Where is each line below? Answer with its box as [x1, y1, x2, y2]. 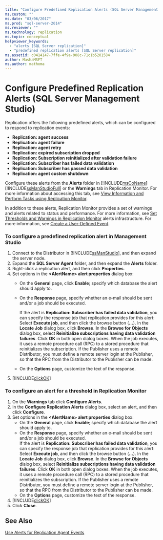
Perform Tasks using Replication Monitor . [5, 196, 88, 202]
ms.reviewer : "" [5, 25, 38, 30]
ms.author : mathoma [5, 62, 45, 66]
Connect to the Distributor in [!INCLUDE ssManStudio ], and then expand [12, 250, 156, 256]
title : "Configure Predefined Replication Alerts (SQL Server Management [5, 7, 159, 12]
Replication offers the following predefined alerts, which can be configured [5, 120, 156, 126]
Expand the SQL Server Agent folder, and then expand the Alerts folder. [12, 260, 158, 266]
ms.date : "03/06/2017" [5, 16, 51, 21]
